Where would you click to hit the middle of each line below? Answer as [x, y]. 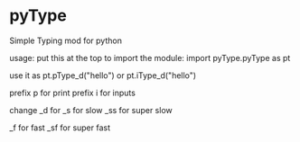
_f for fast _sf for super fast [60, 128]
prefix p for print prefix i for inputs [72, 93]
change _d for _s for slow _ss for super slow [91, 110]
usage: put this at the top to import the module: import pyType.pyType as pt [150, 58]
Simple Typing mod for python [66, 40]
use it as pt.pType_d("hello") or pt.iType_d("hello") [103, 75]
